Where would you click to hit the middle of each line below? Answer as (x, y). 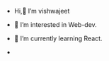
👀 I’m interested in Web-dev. (55, 24)
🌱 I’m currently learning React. (58, 38)
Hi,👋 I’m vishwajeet (42, 11)
